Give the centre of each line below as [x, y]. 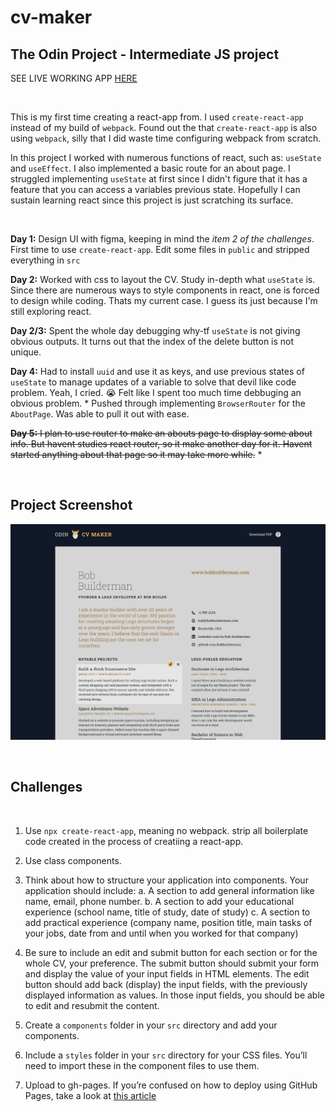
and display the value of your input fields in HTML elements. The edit [167, 973]
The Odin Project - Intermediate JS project [145, 54]
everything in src [45, 260]
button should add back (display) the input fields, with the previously [166, 984]
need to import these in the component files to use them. [142, 1065]
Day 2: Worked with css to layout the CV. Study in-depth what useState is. [163, 279]
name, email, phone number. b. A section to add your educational [159, 901]
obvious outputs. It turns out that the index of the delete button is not [152, 341]
